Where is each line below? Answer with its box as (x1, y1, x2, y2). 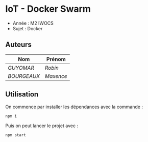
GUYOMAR (8, 64, 35, 71)
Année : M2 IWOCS (12, 20, 54, 26)
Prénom (46, 55, 66, 63)
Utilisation (5, 90, 39, 99)
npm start (5, 132, 27, 137)
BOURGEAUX (8, 72, 40, 79)
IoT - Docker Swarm (5, 3, 91, 15)
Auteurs (5, 40, 32, 49)
